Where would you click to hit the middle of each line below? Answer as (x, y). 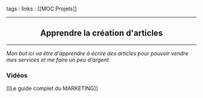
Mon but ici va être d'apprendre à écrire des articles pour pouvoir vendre (97, 53)
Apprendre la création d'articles (101, 33)
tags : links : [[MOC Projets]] (42, 9)
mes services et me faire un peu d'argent (58, 60)
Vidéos (17, 75)
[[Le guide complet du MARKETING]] (52, 88)
